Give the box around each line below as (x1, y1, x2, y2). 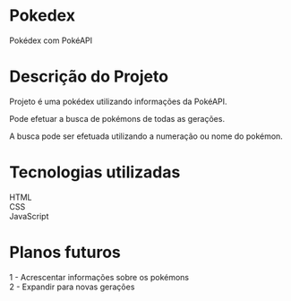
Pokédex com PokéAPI (9, 35, 93, 46)
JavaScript (9, 211, 49, 221)
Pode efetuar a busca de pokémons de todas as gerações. (9, 113, 226, 124)
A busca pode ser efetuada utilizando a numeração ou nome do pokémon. (9, 131, 284, 142)
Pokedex (9, 5, 76, 26)
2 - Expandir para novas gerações (9, 281, 135, 292)
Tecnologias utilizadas (9, 162, 181, 183)
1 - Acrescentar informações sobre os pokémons (9, 271, 190, 282)
